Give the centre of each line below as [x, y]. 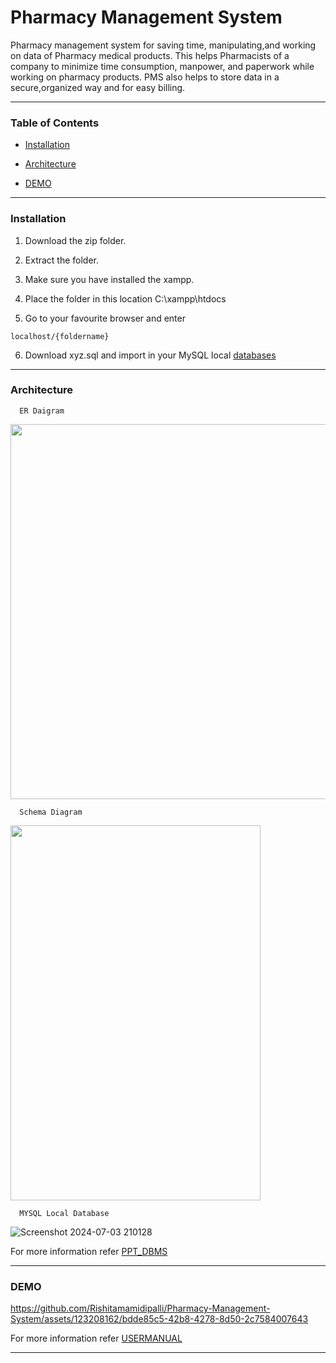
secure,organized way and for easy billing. [98, 87]
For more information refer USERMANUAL [96, 1338]
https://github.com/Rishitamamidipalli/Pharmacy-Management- [140, 1308]
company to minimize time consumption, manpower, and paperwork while [162, 66]
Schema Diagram [51, 812]
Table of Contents [55, 123]
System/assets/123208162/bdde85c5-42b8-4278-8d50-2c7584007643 [159, 1319]
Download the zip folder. [75, 240]
